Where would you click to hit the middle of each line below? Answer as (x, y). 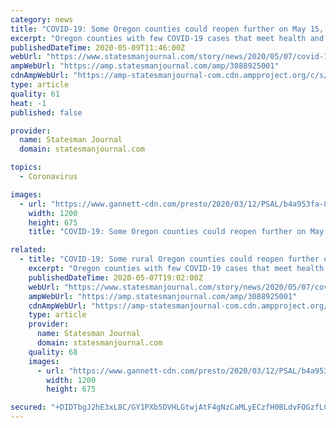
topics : (26, 167)
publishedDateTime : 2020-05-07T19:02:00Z (115, 277)
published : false (46, 112)
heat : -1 (28, 103)
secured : (28, 407)
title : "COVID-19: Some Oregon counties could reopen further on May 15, (167, 29)
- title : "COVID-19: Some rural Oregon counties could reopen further (169, 259)
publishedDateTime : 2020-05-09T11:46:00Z (98, 47)
